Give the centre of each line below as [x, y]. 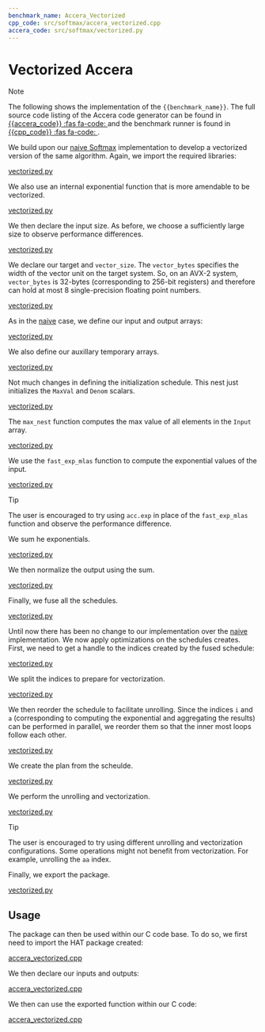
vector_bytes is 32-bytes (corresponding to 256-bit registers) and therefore [132, 282]
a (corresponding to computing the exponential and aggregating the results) [132, 718]
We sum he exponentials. [49, 539]
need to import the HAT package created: [76, 943]
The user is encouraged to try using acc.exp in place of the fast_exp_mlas [128, 516]
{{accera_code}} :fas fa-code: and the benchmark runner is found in [119, 124]
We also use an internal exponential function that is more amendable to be [129, 186]
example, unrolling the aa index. [60, 859]
